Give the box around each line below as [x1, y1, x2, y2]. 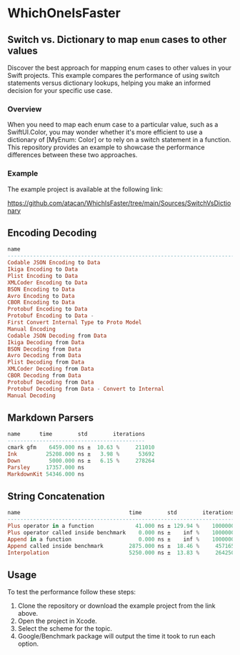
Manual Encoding [7, 325, 56, 333]
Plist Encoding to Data [7, 272, 79, 279]
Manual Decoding [7, 391, 56, 399]
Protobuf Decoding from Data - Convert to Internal [7, 385, 164, 392]
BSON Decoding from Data [7, 345, 81, 353]
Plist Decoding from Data [7, 359, 84, 366]
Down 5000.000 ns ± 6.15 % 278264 [7, 457, 155, 464]
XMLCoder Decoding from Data [7, 366, 94, 373]
